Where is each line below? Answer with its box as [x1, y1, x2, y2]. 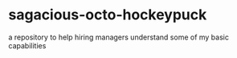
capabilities [8, 40, 47, 50]
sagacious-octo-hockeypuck [8, 6, 207, 24]
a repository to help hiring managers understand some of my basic [8, 32, 229, 42]
